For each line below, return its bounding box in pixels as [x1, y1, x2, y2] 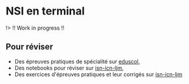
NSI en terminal [5, 4, 85, 18]
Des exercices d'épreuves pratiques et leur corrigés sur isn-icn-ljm [14, 71, 183, 78]
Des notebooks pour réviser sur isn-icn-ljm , [14, 64, 124, 71]
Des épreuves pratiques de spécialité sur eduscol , [14, 57, 140, 65]
